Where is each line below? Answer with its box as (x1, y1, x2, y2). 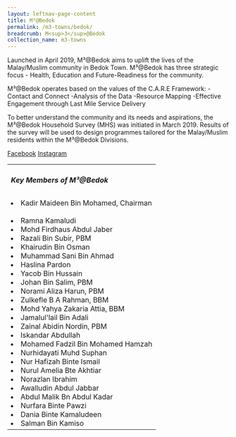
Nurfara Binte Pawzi (20, 401, 87, 411)
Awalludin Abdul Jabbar (20, 383, 99, 393)
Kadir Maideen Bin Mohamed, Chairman (20, 198, 153, 208)
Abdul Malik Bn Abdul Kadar (20, 392, 113, 402)
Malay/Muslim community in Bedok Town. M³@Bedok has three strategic (7, 63, 219, 72)
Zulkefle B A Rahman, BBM (20, 295, 109, 305)
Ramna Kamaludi (20, 216, 76, 226)
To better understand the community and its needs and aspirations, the (7, 113, 213, 122)
